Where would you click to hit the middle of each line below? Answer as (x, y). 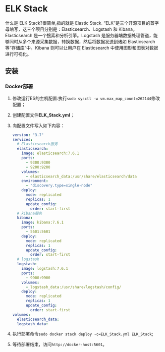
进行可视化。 (18, 54)
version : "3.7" (28, 135)
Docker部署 (19, 86)
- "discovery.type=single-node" (59, 186)
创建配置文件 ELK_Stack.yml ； (43, 115)
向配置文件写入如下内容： (38, 125)
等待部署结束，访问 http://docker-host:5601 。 (60, 345)
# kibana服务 (30, 213)
